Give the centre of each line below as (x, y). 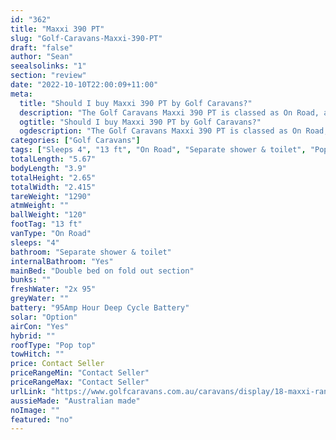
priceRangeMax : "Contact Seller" (80, 382)
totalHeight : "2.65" (53, 177)
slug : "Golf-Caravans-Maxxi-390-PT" (86, 38)
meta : (21, 94)
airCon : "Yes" (40, 326)
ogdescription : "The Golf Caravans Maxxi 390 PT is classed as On (160, 131)
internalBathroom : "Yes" (62, 261)
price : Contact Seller (57, 364)
